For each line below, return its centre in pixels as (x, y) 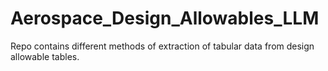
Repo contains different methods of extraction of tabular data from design (162, 46)
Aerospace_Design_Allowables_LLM (165, 18)
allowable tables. (45, 56)
